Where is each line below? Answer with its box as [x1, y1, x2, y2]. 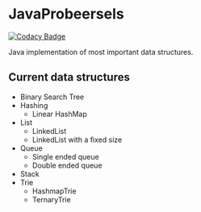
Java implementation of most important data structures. [8, 47, 194, 56]
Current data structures [8, 70, 131, 85]
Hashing [19, 100, 48, 110]
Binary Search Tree [19, 92, 85, 102]
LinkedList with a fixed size [31, 135, 123, 144]
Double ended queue [31, 160, 103, 170]
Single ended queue [31, 152, 99, 161]
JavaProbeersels [8, 5, 124, 23]
